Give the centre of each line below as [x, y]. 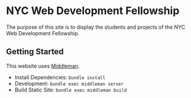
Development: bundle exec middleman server [69, 83]
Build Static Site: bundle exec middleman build [71, 90]
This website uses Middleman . [43, 66]
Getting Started [35, 52]
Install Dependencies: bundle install [60, 77]
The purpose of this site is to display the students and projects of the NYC [96, 27]
